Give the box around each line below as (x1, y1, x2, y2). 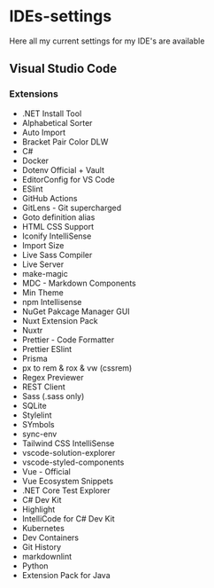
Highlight (21, 504, 56, 514)
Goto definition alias (21, 211, 96, 223)
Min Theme (21, 286, 64, 298)
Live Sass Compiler (21, 249, 93, 260)
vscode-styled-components (21, 457, 125, 467)
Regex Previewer (21, 372, 84, 382)
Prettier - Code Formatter (21, 334, 115, 345)
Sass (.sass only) (21, 390, 85, 401)
